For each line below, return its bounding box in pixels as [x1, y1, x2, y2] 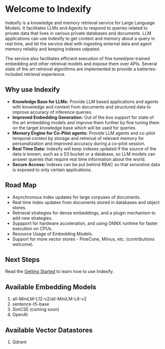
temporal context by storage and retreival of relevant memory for [12, 135, 144, 141]
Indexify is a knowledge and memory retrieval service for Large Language [5, 20, 155, 26]
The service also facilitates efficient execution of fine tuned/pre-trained [5, 55, 150, 61]
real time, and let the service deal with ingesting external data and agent [5, 40, 152, 46]
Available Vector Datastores [5, 326, 93, 334]
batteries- [137, 66, 157, 72]
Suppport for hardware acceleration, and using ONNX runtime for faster [12, 220, 158, 226]
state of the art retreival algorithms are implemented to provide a [5, 66, 136, 72]
